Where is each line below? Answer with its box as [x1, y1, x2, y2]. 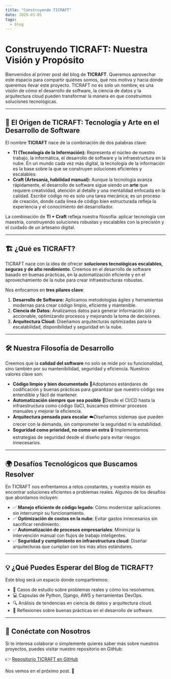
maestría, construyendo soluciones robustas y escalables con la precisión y [5, 219, 164, 225]
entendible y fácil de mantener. [12, 391, 78, 398]
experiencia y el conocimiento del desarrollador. [12, 204, 114, 210]
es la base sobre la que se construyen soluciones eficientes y [12, 166, 142, 171]
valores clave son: [5, 371, 43, 377]
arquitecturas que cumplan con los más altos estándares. [12, 544, 133, 550]
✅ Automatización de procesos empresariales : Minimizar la [12, 526, 140, 533]
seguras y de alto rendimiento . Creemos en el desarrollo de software [5, 266, 151, 272]
